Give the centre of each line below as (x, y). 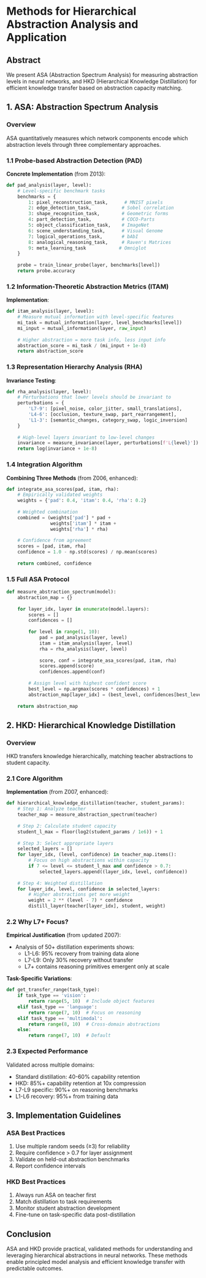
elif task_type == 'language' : (57, 1007)
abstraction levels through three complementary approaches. (84, 144)
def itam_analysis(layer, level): (51, 312)
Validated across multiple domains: (51, 1065)
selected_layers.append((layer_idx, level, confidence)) (113, 872)
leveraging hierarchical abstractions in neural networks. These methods (97, 1255)
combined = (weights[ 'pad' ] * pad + (64, 517)
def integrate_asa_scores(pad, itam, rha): (63, 489)
